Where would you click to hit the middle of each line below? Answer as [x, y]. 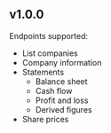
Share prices [45, 119]
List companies [50, 53]
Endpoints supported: [49, 35]
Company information [62, 62]
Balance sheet [61, 81]
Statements [43, 72]
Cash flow [54, 90]
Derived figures [63, 109]
